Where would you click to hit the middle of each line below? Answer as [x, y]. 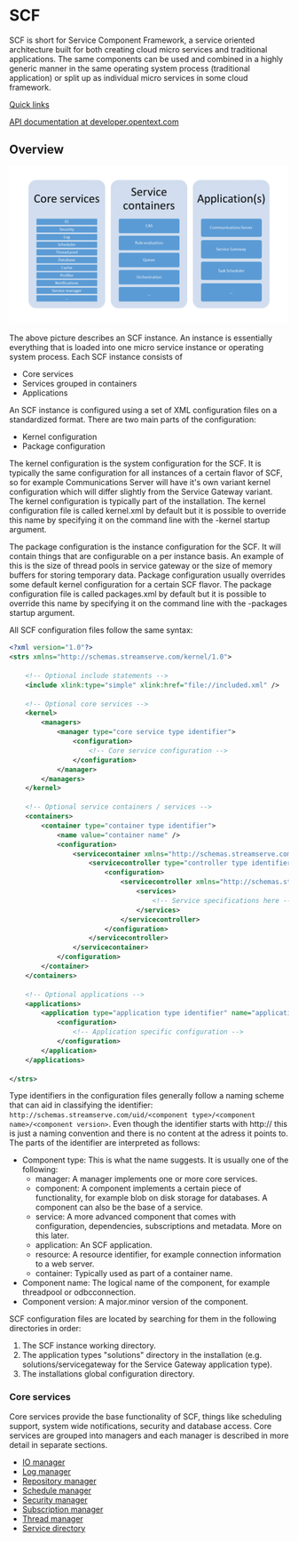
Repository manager [59, 1481]
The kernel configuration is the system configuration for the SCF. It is [135, 464]
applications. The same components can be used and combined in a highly [146, 59]
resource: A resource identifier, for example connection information [158, 1255]
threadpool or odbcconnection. [79, 1292]
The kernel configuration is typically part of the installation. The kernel [137, 501]
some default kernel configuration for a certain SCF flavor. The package [141, 585]
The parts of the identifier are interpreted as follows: [105, 1143]
